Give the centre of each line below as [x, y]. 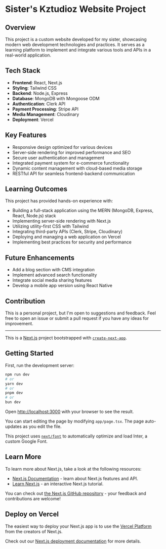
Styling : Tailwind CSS [34, 88]
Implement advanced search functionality [55, 275]
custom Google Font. [26, 441]
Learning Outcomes [36, 189]
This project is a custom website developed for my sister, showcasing [76, 39]
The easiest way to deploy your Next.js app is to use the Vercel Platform [79, 526]
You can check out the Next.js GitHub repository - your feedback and [76, 493]
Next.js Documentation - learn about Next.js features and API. [75, 478]
